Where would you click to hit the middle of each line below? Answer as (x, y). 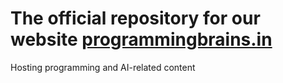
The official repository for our (135, 18)
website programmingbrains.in (141, 39)
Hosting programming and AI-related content (103, 67)
